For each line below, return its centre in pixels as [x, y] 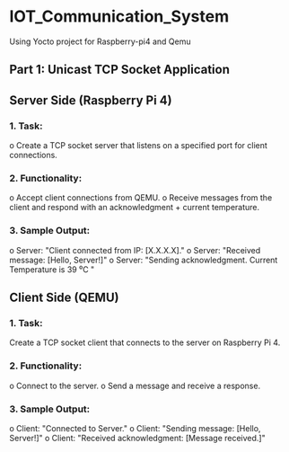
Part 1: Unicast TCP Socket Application [120, 70]
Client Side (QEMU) [64, 297]
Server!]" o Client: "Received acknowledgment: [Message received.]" [138, 438]
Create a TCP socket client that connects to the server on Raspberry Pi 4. [145, 342]
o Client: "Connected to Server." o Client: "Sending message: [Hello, [135, 428]
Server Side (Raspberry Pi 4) [91, 100]
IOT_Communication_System [119, 17]
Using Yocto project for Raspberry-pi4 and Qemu [100, 41]
